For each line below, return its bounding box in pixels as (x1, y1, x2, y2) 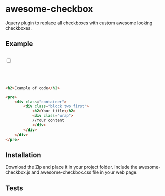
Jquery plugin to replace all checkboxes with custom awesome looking (5, 20, 153, 26)
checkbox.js (5, 169, 31, 175)
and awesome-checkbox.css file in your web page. (31, 169, 138, 175)
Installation (5, 151, 41, 159)
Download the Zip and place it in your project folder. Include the (5, 164, 138, 170)
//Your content (32, 118, 65, 123)
